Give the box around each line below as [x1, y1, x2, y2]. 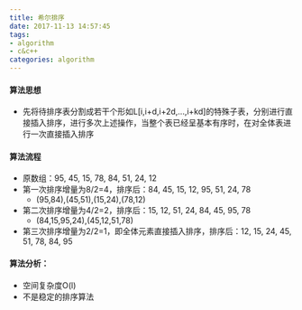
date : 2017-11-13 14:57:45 [9, 22, 111, 31]
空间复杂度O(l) [22, 279, 77, 290]
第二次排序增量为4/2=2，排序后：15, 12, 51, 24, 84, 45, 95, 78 [22, 205, 251, 216]
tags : [9, 30, 30, 39]
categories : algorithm [9, 55, 95, 64]
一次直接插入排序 [30, 128, 95, 140]
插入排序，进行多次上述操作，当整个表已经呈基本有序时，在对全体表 [30, 117, 284, 128]
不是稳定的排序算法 [22, 291, 95, 302]
